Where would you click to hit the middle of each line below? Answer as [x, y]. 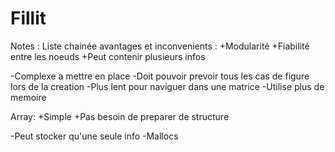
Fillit [28, 18]
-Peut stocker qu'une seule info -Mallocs [94, 136]
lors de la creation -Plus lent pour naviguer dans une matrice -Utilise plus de [167, 86]
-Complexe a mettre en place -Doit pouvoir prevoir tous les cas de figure [160, 76]
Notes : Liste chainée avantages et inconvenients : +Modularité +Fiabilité [160, 46]
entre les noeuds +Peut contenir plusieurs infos [108, 56]
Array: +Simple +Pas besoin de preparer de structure [120, 116]
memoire [28, 97]
